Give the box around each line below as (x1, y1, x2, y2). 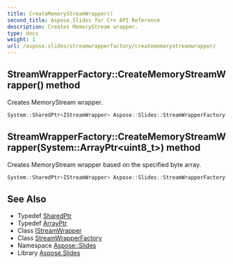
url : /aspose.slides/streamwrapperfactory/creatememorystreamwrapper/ (7, 43, 216, 50)
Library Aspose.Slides (17, 249, 81, 257)
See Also (7, 193, 47, 205)
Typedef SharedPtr (17, 212, 72, 220)
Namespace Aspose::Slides (17, 242, 97, 250)
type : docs (7, 29, 39, 37)
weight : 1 (7, 36, 36, 43)
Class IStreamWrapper (17, 226, 82, 235)
